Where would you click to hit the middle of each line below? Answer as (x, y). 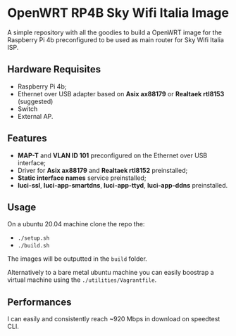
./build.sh (33, 246)
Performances (39, 302)
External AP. (35, 116)
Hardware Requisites (54, 69)
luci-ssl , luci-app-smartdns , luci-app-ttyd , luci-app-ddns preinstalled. (123, 185)
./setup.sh (33, 238)
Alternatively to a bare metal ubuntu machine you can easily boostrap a (111, 273)
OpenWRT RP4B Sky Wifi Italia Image (118, 13)
